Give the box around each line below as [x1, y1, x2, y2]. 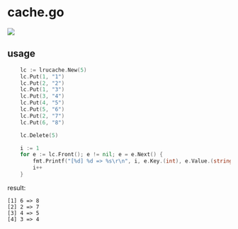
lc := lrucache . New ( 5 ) [20, 66, 87, 74]
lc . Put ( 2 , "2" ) [20, 79, 65, 87]
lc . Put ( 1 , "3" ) [20, 86, 65, 93]
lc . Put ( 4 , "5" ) [20, 100, 65, 107]
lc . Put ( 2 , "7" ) [20, 112, 65, 119]
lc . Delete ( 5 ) [20, 131, 59, 139]
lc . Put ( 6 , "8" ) [20, 119, 65, 126]
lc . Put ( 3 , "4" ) [20, 93, 65, 100]
